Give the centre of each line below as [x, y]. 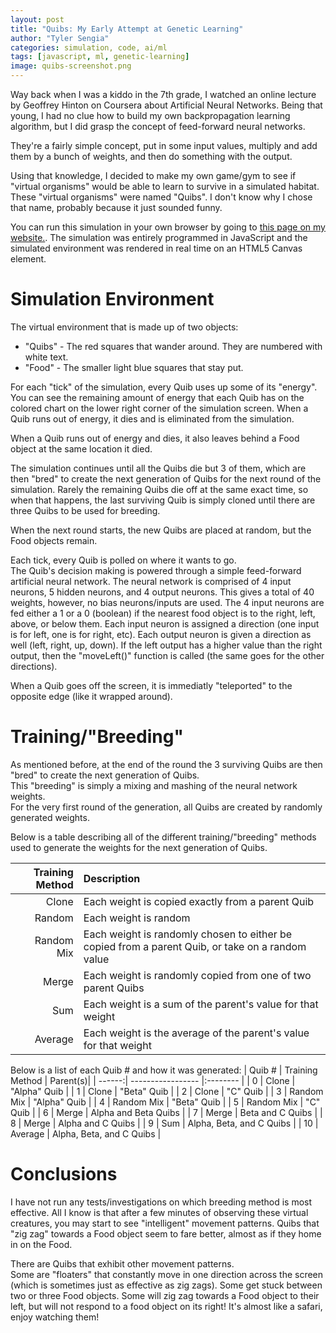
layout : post [37, 19]
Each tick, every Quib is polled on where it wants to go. [123, 560]
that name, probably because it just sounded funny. [116, 207]
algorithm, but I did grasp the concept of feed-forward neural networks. [158, 126]
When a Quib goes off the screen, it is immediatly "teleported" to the [151, 685]
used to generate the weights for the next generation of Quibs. [139, 847]
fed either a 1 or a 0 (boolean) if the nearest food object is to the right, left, [163, 613]
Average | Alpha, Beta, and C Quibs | [86, 1133]
